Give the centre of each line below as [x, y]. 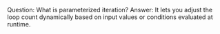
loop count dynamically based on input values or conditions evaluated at [110, 17]
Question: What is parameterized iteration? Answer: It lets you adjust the [110, 10]
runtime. [19, 24]
